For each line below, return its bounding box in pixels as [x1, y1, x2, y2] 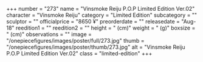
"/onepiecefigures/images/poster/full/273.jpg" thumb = [6, 37, 145, 44]
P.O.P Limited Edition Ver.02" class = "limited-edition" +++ [6, 50, 153, 57]
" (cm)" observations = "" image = [6, 31, 92, 38]
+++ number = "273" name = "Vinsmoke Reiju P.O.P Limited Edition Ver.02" [6, 5, 195, 12]
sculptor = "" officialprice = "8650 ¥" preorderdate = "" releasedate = [6, 18, 181, 25]
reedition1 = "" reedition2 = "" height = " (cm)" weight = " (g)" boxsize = [15, 24, 196, 31]
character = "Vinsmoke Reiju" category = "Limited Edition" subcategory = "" [6, 11, 198, 19]
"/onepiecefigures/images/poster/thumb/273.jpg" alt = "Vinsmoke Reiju [6, 43, 185, 51]
